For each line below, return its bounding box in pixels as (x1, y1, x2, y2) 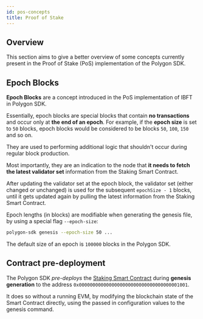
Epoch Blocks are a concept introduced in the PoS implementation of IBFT (6, 94, 193, 101)
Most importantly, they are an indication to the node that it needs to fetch (6, 162, 190, 169)
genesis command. (6, 306, 54, 313)
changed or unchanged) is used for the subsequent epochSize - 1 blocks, (6, 187, 192, 194)
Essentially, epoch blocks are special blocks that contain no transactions (6, 112, 190, 120)
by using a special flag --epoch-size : (6, 218, 98, 225)
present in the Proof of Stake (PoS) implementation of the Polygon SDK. (6, 60, 186, 67)
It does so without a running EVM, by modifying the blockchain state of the (6, 292, 193, 299)
